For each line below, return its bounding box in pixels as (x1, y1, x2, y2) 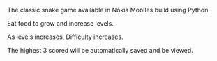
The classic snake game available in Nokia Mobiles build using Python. (7, 6, 211, 14)
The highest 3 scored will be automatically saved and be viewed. (7, 46, 193, 54)
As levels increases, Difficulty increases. (7, 33, 124, 41)
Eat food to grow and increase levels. (7, 19, 114, 27)
